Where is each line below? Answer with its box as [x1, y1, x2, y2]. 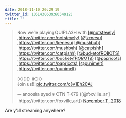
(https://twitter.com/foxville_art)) [17, 98, 82, 104]
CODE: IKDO [17, 76, 42, 82]
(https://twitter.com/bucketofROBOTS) [17, 56, 94, 61]
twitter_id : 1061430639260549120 [5, 12, 73, 17]
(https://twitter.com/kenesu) [17, 40, 74, 46]
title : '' [5, 16, 25, 21]
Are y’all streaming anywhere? [5, 108, 66, 114]
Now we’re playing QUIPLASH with [17, 30, 87, 36]
